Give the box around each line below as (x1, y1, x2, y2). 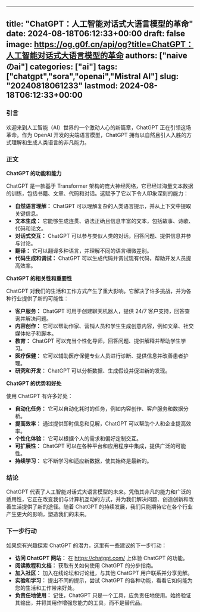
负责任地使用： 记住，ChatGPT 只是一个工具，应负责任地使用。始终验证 (14, 591, 192, 599)
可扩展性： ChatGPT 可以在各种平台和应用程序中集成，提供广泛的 (14, 442, 176, 449)
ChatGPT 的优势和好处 (6, 380, 62, 387)
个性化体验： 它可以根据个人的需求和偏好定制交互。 (14, 434, 142, 442)
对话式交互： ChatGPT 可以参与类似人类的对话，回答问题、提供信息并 (14, 232, 186, 239)
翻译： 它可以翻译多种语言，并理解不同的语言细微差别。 (14, 247, 152, 254)
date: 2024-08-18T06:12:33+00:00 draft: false (6, 29, 186, 39)
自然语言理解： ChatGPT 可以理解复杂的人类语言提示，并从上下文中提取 (14, 202, 192, 209)
